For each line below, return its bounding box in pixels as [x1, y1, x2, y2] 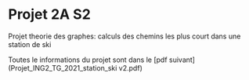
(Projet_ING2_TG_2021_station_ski [8, 63, 117, 72]
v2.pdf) [118, 63, 143, 72]
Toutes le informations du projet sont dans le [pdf [8, 55, 168, 64]
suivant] [168, 55, 196, 64]
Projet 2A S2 [8, 5, 92, 24]
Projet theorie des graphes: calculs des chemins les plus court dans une [8, 31, 241, 41]
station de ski [8, 39, 52, 49]
